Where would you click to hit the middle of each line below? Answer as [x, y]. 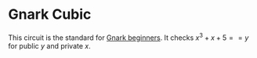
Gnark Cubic [50, 14]
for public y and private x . [50, 45]
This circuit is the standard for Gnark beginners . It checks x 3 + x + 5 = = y [128, 37]
